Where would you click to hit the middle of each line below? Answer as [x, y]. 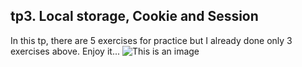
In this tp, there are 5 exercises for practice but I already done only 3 [151, 40]
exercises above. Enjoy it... [65, 51]
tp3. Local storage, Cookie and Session [134, 16]
